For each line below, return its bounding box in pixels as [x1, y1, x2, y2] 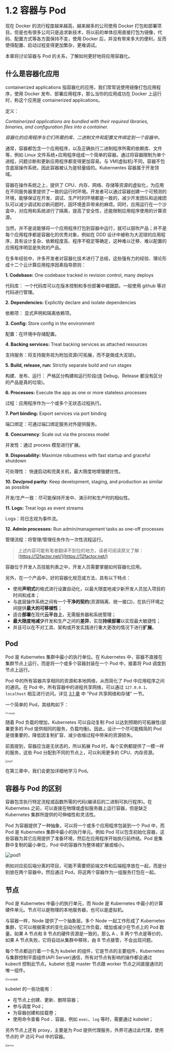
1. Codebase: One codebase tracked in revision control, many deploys [5, 272, 154, 278]
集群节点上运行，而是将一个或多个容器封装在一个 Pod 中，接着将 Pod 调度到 [5, 660, 166, 667]
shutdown [5, 458, 27, 464]
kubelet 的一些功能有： [5, 986, 54, 992]
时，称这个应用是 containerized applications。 [5, 97, 103, 103]
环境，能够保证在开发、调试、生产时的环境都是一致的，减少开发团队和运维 [5, 195, 162, 201]
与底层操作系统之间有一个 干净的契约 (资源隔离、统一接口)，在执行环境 [12, 598, 160, 605]
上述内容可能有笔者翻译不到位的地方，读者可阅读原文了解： [17, 547, 144, 553]
